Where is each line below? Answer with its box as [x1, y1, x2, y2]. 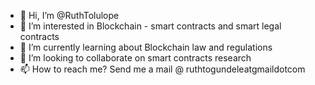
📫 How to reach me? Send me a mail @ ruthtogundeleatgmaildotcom [19, 63, 306, 75]
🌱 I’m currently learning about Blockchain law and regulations [19, 41, 273, 53]
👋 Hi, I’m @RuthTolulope [19, 10, 120, 21]
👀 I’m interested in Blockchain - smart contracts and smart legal [19, 20, 282, 32]
